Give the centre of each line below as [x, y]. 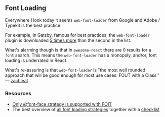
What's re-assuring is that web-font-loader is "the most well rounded [75, 70]
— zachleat [17, 80]
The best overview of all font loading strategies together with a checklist [86, 110]
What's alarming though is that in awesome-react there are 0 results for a [78, 50]
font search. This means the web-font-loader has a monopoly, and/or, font [81, 55]
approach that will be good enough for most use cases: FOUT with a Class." [82, 75]
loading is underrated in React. [36, 60]
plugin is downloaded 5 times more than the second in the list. [68, 40]
